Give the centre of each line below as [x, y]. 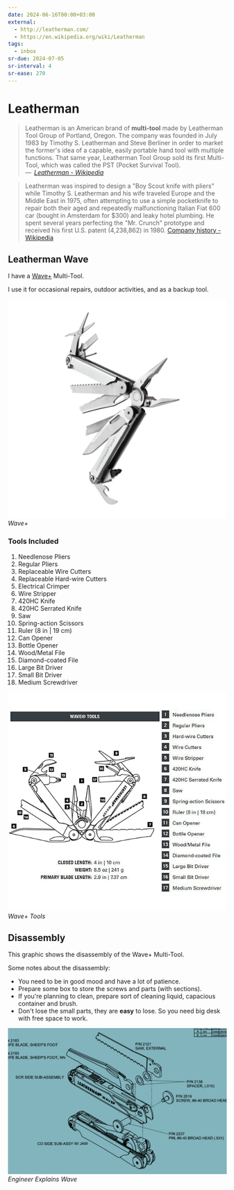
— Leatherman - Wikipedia [64, 172]
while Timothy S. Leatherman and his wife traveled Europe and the [120, 193]
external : [22, 22]
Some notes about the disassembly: [59, 968]
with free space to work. [53, 1018]
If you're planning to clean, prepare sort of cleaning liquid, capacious [117, 996]
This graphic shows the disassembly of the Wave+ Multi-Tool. [96, 955]
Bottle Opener [38, 645]
